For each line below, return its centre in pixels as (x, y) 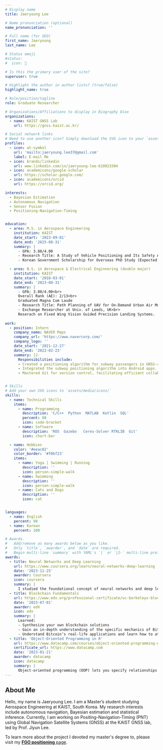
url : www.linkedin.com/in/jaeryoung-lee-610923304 (66, 166)
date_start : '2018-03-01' (40, 278)
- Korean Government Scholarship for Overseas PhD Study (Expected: (89, 260)
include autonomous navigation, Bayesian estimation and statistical (72, 712)
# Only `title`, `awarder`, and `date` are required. (63, 548)
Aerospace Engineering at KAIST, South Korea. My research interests (74, 707)
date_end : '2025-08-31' (38, 242)
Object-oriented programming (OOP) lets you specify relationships (88, 670)
